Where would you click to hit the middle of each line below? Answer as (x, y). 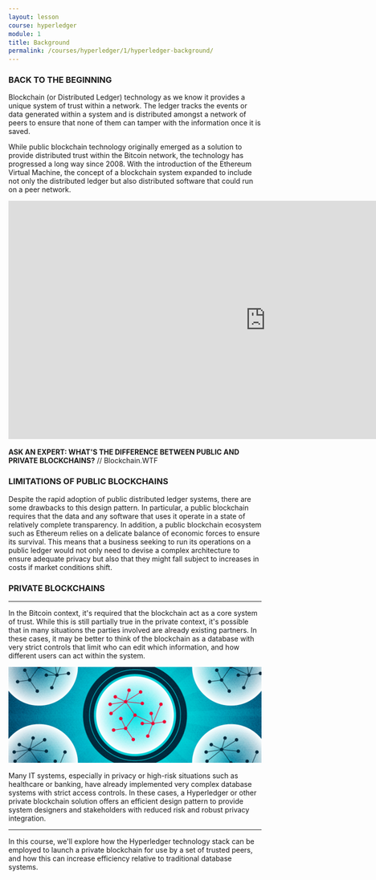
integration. (27, 818)
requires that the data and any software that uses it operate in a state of (127, 516)
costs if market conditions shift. (60, 567)
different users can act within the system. (77, 656)
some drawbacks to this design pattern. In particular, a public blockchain (129, 507)
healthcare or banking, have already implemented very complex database (130, 784)
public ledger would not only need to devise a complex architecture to (124, 550)
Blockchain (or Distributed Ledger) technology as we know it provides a (127, 97)
